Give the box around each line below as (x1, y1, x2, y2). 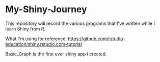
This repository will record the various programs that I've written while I (5, 20, 155, 26)
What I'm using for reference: (5, 36, 67, 42)
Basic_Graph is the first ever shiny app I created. (5, 51, 107, 57)
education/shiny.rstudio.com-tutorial (5, 41, 82, 47)
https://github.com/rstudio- (68, 36, 125, 42)
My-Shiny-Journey (5, 4, 88, 15)
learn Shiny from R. (5, 25, 46, 32)
